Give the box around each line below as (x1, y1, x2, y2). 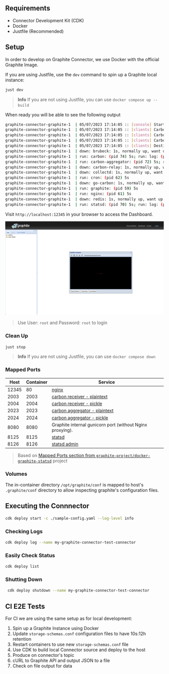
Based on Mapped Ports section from (17, 452, 96, 458)
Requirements (5, 4, 50, 13)
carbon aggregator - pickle (51, 415, 109, 421)
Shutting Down (5, 576, 43, 583)
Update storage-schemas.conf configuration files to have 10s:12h (12, 631, 146, 637)
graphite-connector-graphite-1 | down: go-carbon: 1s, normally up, (5, 181, 154, 186)
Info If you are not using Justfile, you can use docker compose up (17, 96, 151, 103)
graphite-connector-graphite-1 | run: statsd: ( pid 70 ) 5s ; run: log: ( (5, 202, 163, 207)
